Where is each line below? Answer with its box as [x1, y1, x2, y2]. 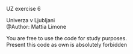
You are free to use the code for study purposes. [6, 35, 128, 41]
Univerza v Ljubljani [6, 17, 55, 23]
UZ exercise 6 [6, 5, 41, 12]
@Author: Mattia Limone [6, 23, 67, 30]
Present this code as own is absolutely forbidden [6, 41, 128, 48]
